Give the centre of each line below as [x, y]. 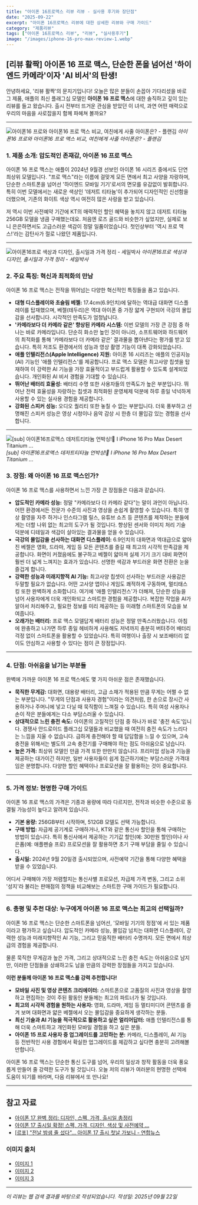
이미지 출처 [21, 1149]
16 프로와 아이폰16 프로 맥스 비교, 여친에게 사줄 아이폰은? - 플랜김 [86, 138]
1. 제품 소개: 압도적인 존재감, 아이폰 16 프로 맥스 [69, 156]
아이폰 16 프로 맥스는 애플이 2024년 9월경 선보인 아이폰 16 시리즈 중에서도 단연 [97, 170]
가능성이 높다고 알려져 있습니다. [53, 810]
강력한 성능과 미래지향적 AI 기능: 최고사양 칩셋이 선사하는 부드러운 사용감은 [100, 576]
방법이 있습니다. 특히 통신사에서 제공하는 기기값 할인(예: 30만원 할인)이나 [98, 837]
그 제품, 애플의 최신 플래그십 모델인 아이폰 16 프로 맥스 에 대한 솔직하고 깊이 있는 [97, 98]
